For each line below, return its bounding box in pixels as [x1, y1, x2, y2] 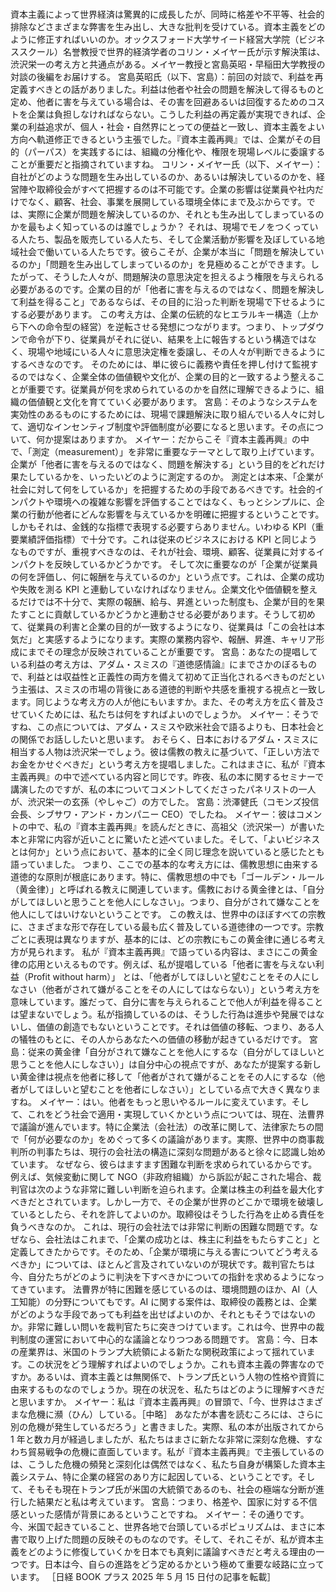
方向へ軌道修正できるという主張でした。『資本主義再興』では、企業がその [10, 133, 313, 145]
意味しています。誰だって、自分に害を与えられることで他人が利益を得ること [10, 995, 324, 1007]
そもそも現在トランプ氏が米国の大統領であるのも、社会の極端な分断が [27, 1483, 317, 1495]
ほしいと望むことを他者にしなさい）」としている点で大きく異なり [44, 1083, 313, 1095]
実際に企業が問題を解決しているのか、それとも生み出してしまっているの [27, 208, 325, 220]
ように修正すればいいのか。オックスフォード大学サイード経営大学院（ [10, 33, 300, 45]
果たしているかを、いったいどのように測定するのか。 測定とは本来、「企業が [10, 470, 324, 482]
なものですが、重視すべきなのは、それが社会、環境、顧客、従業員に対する [10, 545, 317, 557]
